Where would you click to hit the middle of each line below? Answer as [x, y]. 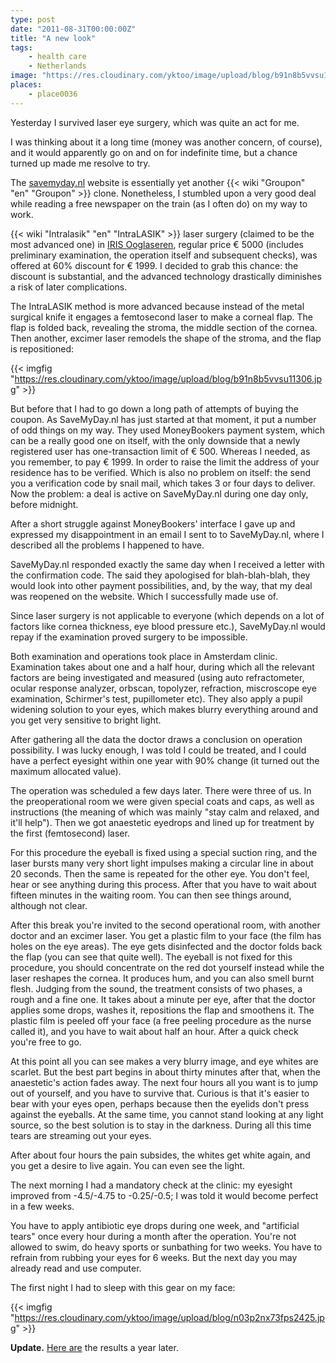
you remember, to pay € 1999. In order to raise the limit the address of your [165, 462]
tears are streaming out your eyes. [81, 1135]
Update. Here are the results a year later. [94, 1347]
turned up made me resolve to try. [80, 163]
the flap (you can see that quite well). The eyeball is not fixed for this [151, 957]
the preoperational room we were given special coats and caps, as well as [162, 801]
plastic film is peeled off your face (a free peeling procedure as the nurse [161, 1020]
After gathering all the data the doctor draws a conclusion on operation [156, 739]
